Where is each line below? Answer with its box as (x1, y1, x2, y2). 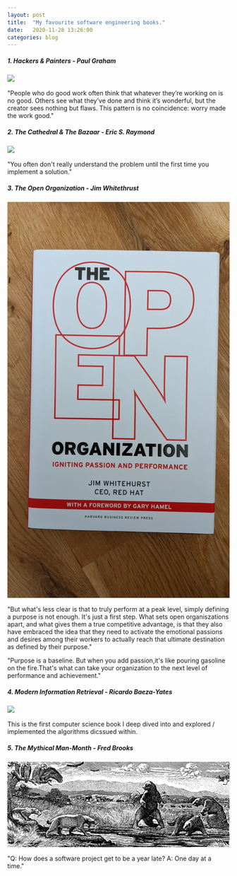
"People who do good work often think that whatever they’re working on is (7, 89, 224, 98)
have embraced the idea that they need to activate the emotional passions (7, 628, 223, 636)
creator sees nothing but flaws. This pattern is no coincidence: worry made (7, 104, 226, 112)
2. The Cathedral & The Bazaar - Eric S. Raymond (7, 127, 155, 136)
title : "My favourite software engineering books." (7, 18, 166, 26)
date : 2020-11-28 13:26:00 (7, 26, 93, 33)
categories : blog (7, 34, 59, 41)
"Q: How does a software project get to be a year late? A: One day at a (7, 854, 212, 863)
